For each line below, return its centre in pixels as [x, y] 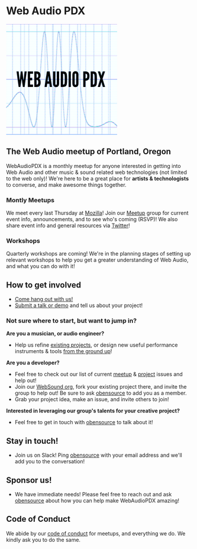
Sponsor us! [29, 480]
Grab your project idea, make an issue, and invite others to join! [92, 399]
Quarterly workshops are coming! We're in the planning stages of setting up [98, 254]
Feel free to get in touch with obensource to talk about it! [84, 422]
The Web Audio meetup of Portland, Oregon [89, 152]
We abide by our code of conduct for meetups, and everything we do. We [96, 533]
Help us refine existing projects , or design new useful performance [96, 345]
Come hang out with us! [44, 299]
